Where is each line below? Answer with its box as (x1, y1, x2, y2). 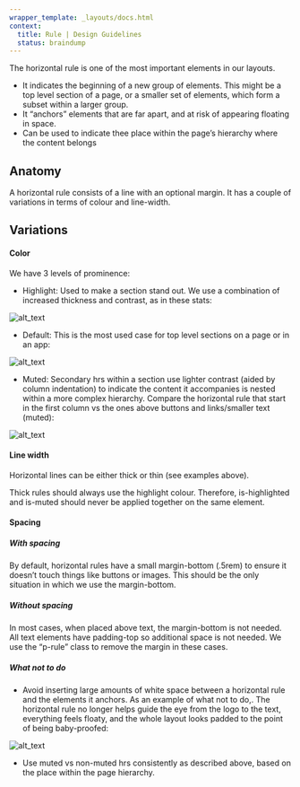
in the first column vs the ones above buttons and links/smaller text (21, 402, 270, 413)
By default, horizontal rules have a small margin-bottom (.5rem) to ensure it (9, 560, 287, 571)
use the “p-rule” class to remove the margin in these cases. (9, 642, 228, 652)
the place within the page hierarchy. (21, 767, 155, 778)
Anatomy (9, 163, 62, 179)
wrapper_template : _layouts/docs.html (9, 13, 154, 22)
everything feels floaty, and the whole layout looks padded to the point (21, 713, 284, 724)
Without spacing (9, 600, 73, 611)
